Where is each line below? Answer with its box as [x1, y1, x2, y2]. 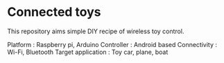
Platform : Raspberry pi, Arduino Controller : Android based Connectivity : [7, 40, 217, 48]
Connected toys [7, 4, 102, 20]
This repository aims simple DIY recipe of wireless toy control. [7, 27, 184, 35]
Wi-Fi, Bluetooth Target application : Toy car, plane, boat [7, 48, 169, 56]
